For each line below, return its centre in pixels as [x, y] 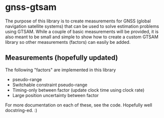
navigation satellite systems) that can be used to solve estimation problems [82, 26]
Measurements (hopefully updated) [62, 58]
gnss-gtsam [31, 7]
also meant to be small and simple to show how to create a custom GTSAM [82, 37]
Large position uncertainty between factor [55, 95]
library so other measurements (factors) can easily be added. [68, 42]
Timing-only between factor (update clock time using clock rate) [78, 90]
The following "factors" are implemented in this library [61, 70]
